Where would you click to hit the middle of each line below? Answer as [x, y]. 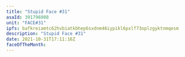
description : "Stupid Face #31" [46, 34]
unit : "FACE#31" [26, 23]
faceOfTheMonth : [26, 45]
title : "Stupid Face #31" [38, 12]
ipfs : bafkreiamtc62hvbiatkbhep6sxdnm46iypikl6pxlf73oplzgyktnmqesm [92, 28]
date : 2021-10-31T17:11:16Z [41, 39]
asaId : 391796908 [28, 17]
